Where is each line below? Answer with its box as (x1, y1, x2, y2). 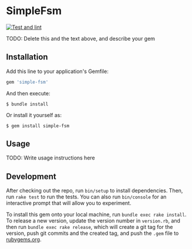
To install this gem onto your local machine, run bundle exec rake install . (6, 211, 187, 218)
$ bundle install (6, 101, 49, 107)
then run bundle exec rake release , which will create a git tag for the (6, 224, 173, 231)
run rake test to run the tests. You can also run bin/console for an (6, 193, 167, 201)
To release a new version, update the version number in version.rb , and (6, 217, 181, 224)
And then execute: (6, 89, 50, 97)
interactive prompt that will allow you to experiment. (6, 200, 132, 207)
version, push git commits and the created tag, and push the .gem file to (6, 230, 179, 237)
